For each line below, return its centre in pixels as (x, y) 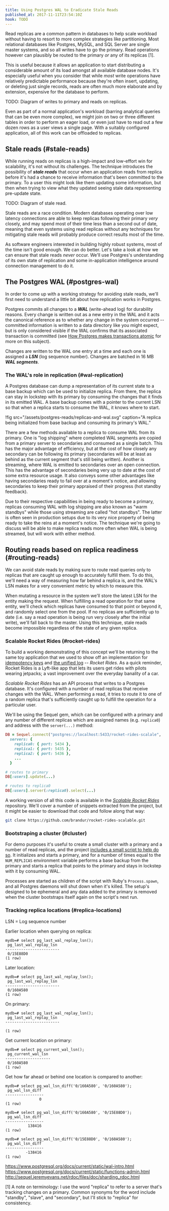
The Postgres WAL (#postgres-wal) (62, 282)
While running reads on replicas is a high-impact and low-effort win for (79, 161)
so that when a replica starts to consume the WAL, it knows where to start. (83, 407)
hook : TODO (17, 19)
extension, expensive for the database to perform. (57, 92)
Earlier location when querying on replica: (49, 931)
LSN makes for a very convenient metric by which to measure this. (74, 586)
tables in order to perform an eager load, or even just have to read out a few (84, 122)
